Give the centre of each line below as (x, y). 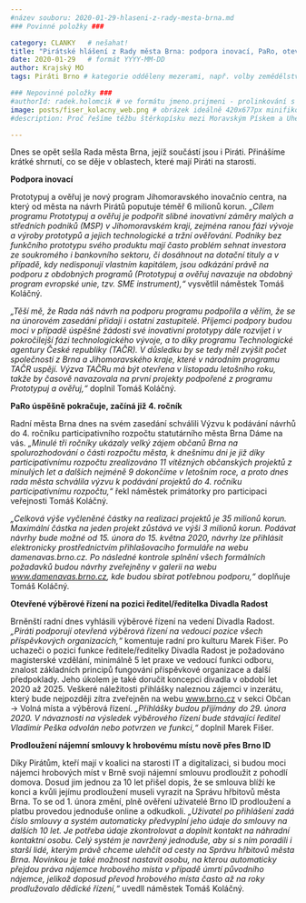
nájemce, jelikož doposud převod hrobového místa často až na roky (138, 879)
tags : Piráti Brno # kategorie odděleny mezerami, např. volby (133, 77)
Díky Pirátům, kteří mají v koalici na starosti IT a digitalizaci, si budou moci (148, 763)
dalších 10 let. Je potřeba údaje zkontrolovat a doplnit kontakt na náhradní (150, 831)
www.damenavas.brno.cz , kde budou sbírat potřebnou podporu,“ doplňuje (150, 577)
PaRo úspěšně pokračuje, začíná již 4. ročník (96, 406)
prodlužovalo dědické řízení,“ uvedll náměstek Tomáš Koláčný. (127, 888)
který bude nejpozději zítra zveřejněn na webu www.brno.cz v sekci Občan (151, 699)
